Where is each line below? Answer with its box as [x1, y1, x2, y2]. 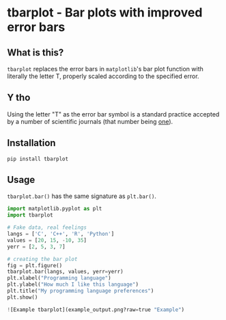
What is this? [7, 47, 64, 58]
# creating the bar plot [7, 256, 78, 262]
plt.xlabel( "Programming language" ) [7, 275, 111, 282]
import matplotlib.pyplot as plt [7, 206, 102, 212]
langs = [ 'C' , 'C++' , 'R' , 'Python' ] [7, 231, 115, 238]
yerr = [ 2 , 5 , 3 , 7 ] [7, 243, 66, 250]
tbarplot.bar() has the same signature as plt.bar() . [7, 192, 157, 200]
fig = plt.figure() [7, 262, 63, 269]
